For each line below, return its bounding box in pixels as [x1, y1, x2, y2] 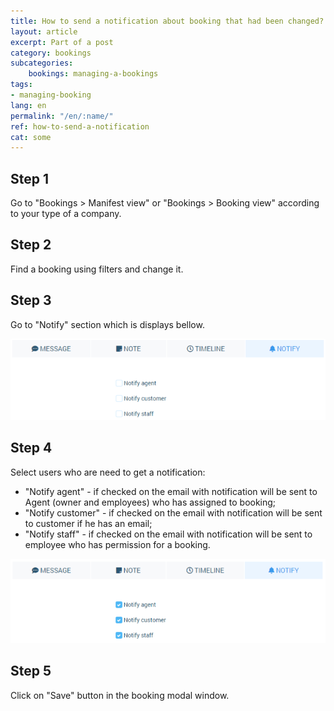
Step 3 [10, 292, 52, 309]
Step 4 [10, 440, 53, 457]
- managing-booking [10, 90, 92, 100]
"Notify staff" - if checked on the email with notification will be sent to [24, 528, 313, 540]
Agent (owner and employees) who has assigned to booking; [24, 496, 277, 508]
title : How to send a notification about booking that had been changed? [10, 16, 325, 26]
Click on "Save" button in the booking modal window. [10, 689, 230, 701]
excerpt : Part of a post [10, 37, 114, 47]
